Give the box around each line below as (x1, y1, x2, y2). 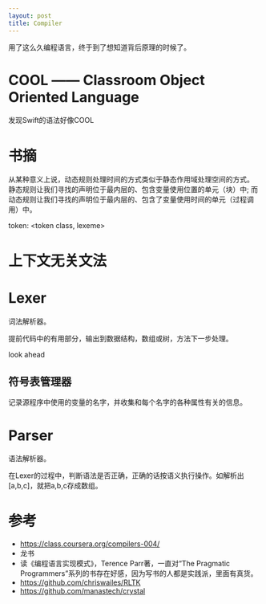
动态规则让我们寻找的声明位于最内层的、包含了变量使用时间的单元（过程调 (8, 194, 254, 205)
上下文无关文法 (8, 251, 107, 270)
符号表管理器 (8, 374, 72, 388)
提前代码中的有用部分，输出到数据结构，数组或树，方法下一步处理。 (8, 333, 233, 343)
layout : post (8, 11, 52, 20)
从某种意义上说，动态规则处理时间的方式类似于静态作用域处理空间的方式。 (8, 174, 254, 185)
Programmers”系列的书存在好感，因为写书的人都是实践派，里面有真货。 (19, 569, 258, 578)
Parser (8, 426, 54, 444)
